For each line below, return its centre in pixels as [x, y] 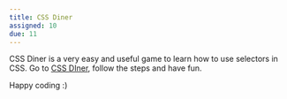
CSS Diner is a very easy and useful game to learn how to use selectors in [143, 59]
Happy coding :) [38, 86]
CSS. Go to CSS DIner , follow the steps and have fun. [106, 68]
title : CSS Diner [41, 17]
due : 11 [23, 34]
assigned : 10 [33, 26]
